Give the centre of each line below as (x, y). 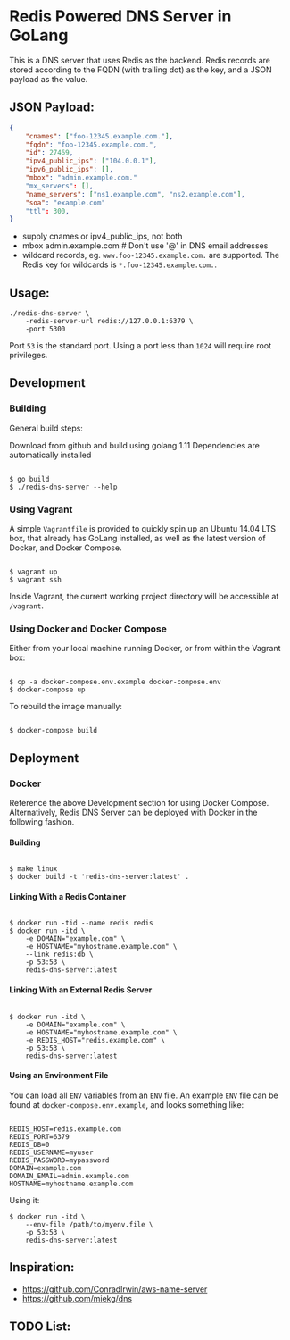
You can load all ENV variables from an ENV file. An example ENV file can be (144, 1095)
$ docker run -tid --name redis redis (81, 923)
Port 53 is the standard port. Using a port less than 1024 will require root (141, 346)
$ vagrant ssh (36, 580)
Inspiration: (42, 1267)
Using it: (25, 1200)
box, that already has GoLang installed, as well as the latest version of (137, 539)
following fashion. (42, 822)
